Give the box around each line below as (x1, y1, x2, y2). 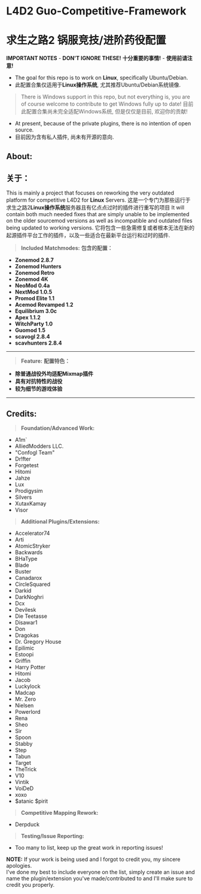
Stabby (14, 740, 33, 748)
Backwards (14, 549, 43, 556)
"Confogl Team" (14, 449, 55, 456)
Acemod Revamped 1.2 (14, 301, 74, 309)
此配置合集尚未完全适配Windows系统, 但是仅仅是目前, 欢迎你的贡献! (20, 108, 188, 115)
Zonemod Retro (14, 269, 55, 277)
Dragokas (14, 632, 39, 639)
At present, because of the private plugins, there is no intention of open (14, 120, 191, 127)
